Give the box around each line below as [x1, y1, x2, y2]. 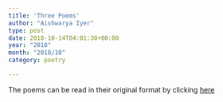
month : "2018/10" [8, 49, 66, 57]
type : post [8, 26, 45, 34]
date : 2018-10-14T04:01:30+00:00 [8, 33, 119, 42]
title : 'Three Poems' [8, 11, 80, 20]
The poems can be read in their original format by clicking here [8, 84, 215, 94]
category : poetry [8, 57, 66, 65]
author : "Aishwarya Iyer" [8, 19, 94, 27]
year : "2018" [8, 41, 52, 49]
